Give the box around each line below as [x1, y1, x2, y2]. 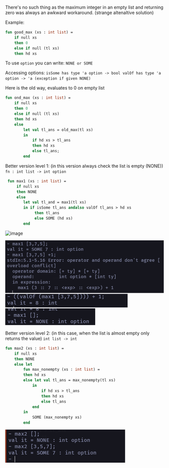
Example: [5, 20, 25, 25]
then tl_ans [34, 211, 59, 216]
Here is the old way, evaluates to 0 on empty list [5, 85, 105, 91]
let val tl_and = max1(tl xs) [23, 200, 87, 205]
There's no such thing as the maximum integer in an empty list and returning [5, 5, 163, 10]
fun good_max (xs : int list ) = [5, 30, 73, 35]
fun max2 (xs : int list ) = [5, 346, 64, 351]
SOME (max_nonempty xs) [32, 415, 82, 420]
